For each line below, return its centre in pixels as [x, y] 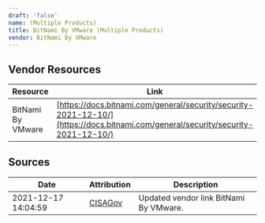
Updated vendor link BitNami [192, 198]
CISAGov [106, 203]
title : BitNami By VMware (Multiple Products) [86, 30]
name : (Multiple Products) [52, 23]
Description [196, 184]
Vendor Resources [55, 69]
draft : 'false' [33, 15]
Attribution [110, 184]
